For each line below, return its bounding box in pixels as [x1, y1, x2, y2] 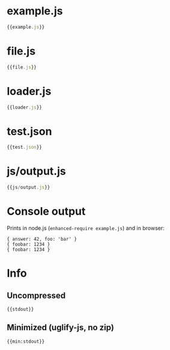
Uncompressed [7, 290, 65, 301]
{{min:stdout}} [7, 338, 45, 345]
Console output [7, 205, 86, 219]
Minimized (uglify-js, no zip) [7, 322, 115, 333]
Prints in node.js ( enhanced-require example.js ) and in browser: [7, 225, 165, 232]
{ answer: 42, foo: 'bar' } [7, 236, 77, 242]
